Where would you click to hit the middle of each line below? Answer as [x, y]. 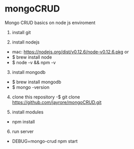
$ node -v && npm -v [34, 62]
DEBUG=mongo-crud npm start [45, 141]
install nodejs [26, 42]
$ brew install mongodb [37, 82]
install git [21, 32]
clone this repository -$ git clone [46, 97]
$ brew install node [32, 57]
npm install [23, 121]
